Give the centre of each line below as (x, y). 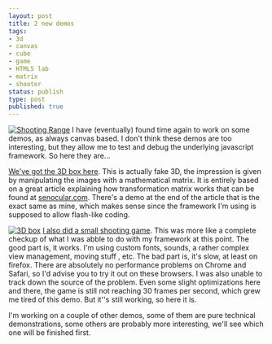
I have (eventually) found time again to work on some (161, 130)
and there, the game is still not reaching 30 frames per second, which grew (134, 291)
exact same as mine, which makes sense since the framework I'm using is (132, 206)
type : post (27, 99)
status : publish (36, 91)
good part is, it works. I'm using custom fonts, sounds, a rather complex (129, 248)
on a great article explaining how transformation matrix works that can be (132, 189)
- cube (20, 54)
